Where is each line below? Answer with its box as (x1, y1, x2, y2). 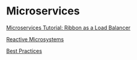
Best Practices (6, 47, 42, 55)
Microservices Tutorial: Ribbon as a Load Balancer (6, 24, 131, 31)
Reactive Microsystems (6, 35, 64, 43)
